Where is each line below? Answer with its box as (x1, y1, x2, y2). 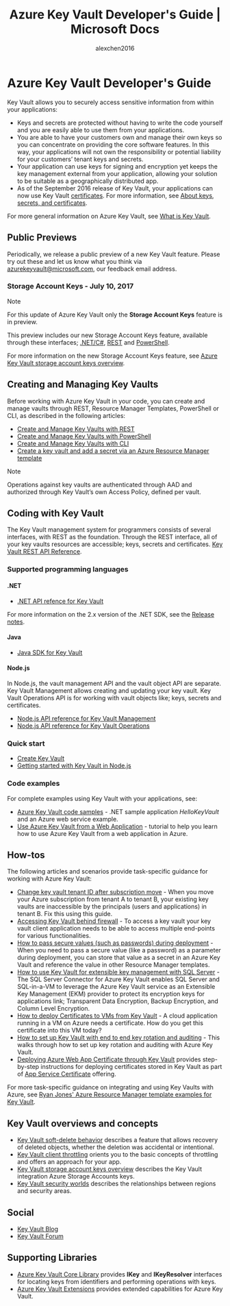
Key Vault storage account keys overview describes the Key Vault (16, 1165, 203, 1173)
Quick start (7, 739, 46, 748)
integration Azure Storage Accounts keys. (16, 1172, 135, 1181)
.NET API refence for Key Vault (16, 597, 104, 605)
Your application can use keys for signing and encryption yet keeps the (16, 162, 218, 171)
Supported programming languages (7, 565, 129, 574)
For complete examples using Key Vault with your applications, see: (7, 794, 197, 802)
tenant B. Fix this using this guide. (16, 910, 113, 918)
